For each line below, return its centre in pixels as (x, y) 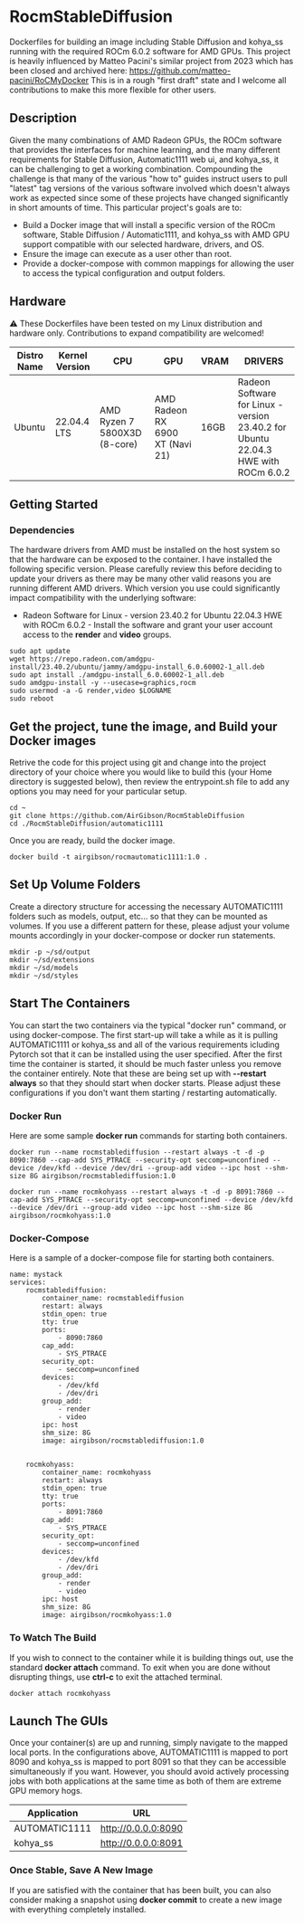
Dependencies (42, 529)
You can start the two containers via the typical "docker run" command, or (148, 1025)
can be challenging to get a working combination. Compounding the (136, 168)
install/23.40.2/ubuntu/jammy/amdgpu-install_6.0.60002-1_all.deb (137, 667)
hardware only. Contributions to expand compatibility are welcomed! (137, 333)
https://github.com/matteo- (180, 71)
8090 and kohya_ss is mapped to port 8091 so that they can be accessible (148, 1762)
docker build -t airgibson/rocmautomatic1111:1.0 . (109, 857)
